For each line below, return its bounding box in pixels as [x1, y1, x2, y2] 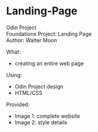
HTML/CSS [14, 89, 43, 96]
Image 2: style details [14, 118, 67, 126]
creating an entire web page [14, 60, 84, 67]
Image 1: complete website [14, 112, 80, 119]
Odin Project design [14, 82, 64, 90]
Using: [6, 71, 23, 78]
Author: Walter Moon [6, 36, 58, 44]
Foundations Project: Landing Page [6, 30, 92, 37]
